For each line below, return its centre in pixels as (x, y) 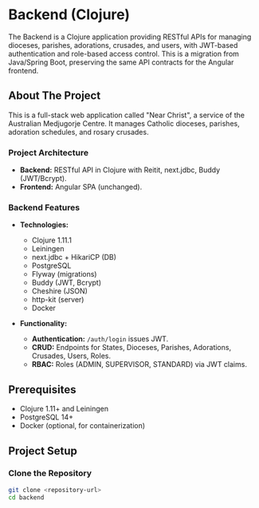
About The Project (55, 96)
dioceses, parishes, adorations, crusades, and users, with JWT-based (123, 45)
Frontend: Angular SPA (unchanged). (81, 187)
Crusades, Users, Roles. (71, 356)
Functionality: (43, 324)
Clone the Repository (50, 474)
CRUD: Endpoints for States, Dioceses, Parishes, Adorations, (131, 348)
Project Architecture (49, 152)
